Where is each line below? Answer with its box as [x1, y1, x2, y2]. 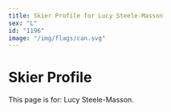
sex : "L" [8, 19, 38, 27]
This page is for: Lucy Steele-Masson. [8, 95, 134, 105]
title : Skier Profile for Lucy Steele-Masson [8, 11, 163, 20]
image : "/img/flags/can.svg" [8, 34, 106, 42]
